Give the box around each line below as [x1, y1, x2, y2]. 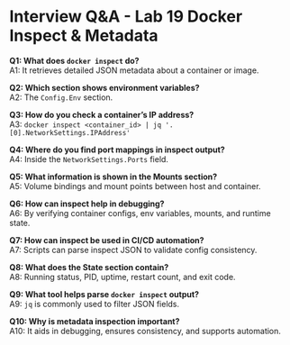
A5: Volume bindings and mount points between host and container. [9, 180, 261, 191]
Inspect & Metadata [9, 25, 159, 46]
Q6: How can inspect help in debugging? [9, 198, 165, 209]
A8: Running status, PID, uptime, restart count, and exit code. [9, 271, 236, 282]
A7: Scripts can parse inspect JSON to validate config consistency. [9, 244, 258, 255]
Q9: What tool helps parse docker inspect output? [9, 288, 200, 299]
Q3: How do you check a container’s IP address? [9, 109, 195, 120]
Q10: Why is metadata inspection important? [9, 315, 180, 326]
